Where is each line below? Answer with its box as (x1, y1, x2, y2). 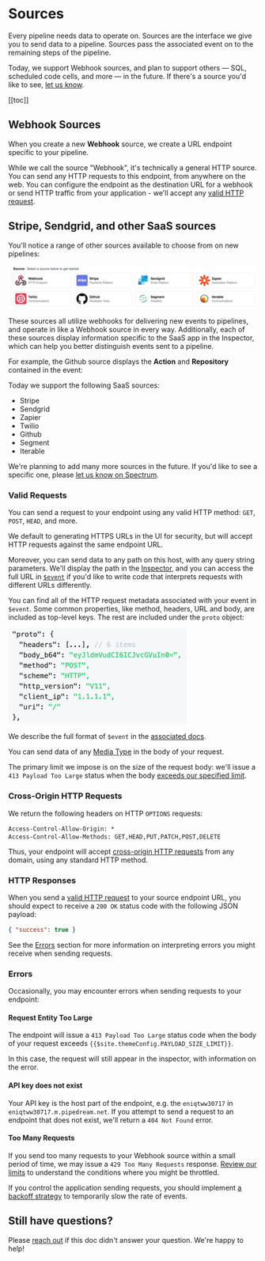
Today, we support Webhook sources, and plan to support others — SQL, (8, 62, 247, 72)
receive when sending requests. (8, 949, 113, 958)
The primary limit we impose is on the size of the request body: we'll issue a (8, 763, 256, 772)
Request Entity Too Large (8, 1013, 93, 1022)
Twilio (19, 421, 40, 431)
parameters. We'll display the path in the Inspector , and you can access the (8, 563, 254, 574)
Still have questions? (8, 1214, 113, 1228)
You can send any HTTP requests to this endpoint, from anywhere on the (8, 171, 246, 180)
